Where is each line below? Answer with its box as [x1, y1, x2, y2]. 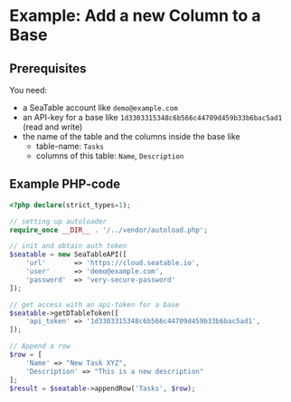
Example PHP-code [9, 177, 120, 192]
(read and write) [22, 121, 83, 132]
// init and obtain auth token [9, 242, 127, 251]
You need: [9, 85, 48, 95]
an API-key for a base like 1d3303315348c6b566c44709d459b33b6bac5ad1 [22, 112, 283, 122]
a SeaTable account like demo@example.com [22, 102, 178, 113]
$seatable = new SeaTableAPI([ [9, 250, 127, 259]
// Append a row [9, 341, 70, 351]
